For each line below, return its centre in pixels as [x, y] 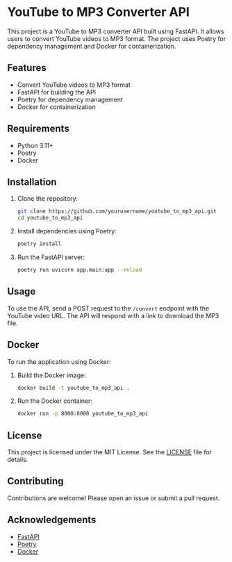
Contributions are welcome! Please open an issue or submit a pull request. [114, 498]
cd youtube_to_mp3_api [50, 218]
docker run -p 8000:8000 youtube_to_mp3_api [83, 414]
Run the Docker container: [55, 401]
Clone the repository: [48, 199]
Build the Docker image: [52, 375]
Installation [32, 182]
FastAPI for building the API [56, 92]
